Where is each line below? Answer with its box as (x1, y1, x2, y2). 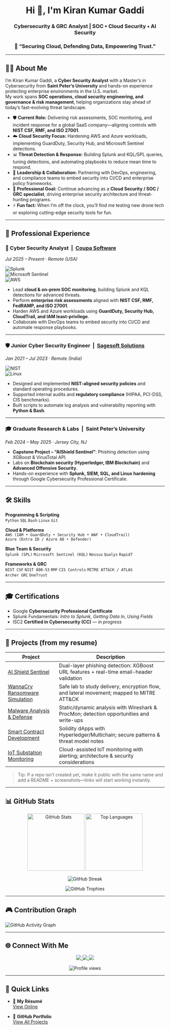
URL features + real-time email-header (59, 668, 153, 675)
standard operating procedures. (12, 386, 79, 392)
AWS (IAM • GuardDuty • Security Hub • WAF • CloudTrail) (5, 532, 130, 538)
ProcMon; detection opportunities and (59, 710, 149, 717)
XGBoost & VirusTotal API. (12, 454, 67, 460)
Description (96, 653, 125, 660)
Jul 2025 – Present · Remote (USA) (5, 256, 78, 262)
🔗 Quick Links (5, 985, 49, 993)
